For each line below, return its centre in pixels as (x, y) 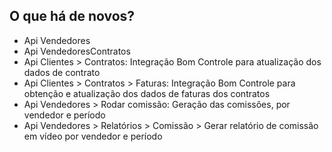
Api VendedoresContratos (77, 51)
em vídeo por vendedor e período (93, 136)
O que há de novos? (72, 16)
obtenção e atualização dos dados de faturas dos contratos (147, 93)
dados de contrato (62, 72)
